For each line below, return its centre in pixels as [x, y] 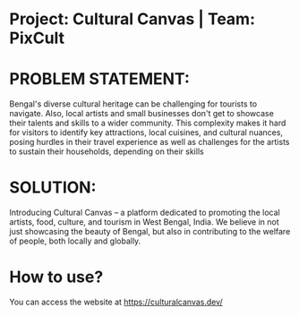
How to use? [56, 277]
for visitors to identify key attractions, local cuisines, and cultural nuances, [146, 132]
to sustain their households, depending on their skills [107, 151]
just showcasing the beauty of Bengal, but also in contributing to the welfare [150, 232]
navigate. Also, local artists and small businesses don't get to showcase [142, 114]
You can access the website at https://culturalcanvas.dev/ [116, 302]
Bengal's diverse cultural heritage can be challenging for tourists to [133, 104]
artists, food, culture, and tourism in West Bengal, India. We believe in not [144, 222]
